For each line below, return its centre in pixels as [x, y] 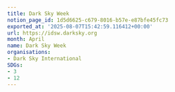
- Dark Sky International [44, 59]
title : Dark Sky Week [38, 13]
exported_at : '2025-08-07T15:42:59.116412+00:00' [80, 26]
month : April [26, 39]
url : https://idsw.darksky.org [52, 33]
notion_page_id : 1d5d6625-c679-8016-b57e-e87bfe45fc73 [88, 20]
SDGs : [15, 65]
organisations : [29, 53]
